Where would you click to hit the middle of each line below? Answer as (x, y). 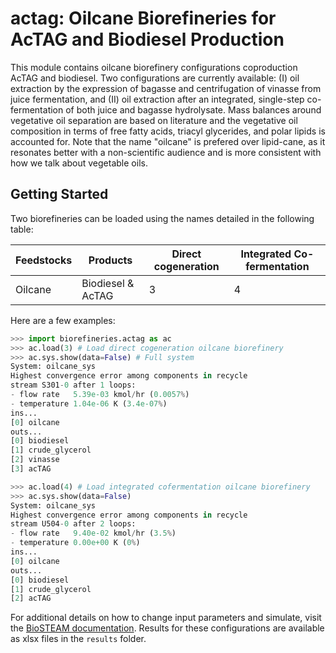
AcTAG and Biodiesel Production (147, 39)
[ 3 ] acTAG (31, 469)
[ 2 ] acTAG (31, 598)
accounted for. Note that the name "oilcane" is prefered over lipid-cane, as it (168, 141)
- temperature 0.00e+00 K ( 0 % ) (75, 543)
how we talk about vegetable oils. (79, 163)
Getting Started (59, 194)
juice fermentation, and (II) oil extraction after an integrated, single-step (157, 99)
